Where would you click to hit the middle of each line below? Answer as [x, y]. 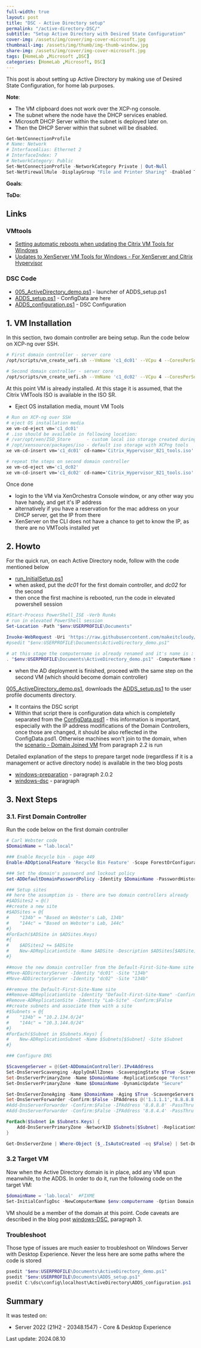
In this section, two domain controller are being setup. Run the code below [98, 338]
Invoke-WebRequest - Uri [36, 637]
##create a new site [32, 906]
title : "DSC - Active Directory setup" [56, 23]
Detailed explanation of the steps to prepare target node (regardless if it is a [100, 756]
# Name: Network [26, 144]
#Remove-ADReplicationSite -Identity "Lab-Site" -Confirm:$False [89, 1001]
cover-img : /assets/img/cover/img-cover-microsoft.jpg [76, 40]
